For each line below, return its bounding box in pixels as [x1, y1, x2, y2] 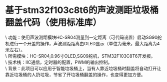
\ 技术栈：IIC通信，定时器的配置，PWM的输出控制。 [5, 59, 112, 65]
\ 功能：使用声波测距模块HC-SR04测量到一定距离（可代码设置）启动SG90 [5, 34, 157, 40]
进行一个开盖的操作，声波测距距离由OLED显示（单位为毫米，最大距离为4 [9, 40, 160, 46]
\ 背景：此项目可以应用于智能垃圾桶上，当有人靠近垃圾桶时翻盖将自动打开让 [5, 65, 161, 71]
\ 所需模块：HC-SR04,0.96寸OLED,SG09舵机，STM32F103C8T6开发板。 [5, 53, 155, 59]
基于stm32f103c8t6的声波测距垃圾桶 [5, 4, 159, 16]
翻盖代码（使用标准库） [5, 17, 102, 28]
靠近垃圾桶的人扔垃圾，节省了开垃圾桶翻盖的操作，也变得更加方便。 [5, 72, 145, 78]
